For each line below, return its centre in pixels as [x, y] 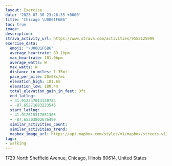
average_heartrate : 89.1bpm [40, 53]
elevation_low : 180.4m [34, 86]
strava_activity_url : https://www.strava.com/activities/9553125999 [80, 39]
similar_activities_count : [39, 124]
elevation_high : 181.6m [35, 81]
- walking [16, 143]
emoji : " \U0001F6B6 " [32, 48]
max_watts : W [24, 67]
